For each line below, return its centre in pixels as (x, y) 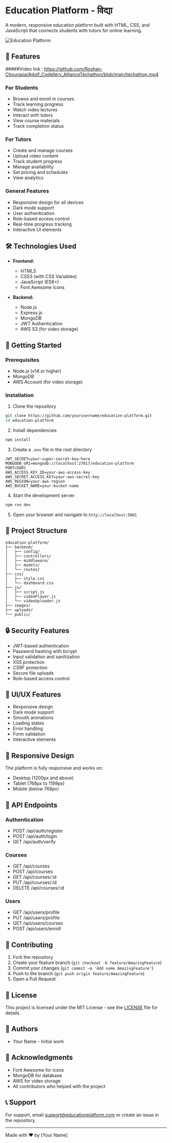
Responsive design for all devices (48, 202)
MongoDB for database (37, 1075)
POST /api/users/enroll (37, 929)
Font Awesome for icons (38, 1070)
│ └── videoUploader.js (33, 601)
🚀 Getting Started (34, 345)
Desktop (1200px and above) (43, 778)
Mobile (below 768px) (36, 789)
